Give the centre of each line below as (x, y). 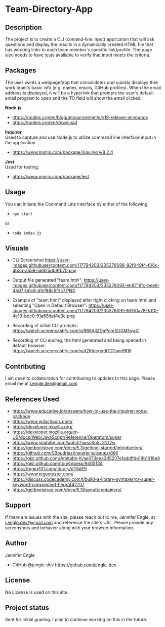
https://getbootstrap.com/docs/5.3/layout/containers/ (67, 490)
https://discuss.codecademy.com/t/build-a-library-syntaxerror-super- (83, 479)
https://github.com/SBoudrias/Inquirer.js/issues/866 (65, 453)
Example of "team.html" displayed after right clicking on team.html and (84, 300)
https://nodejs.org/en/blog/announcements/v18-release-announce (80, 117)
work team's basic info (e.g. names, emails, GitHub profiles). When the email (83, 87)
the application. (21, 142)
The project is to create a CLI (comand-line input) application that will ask (80, 39)
